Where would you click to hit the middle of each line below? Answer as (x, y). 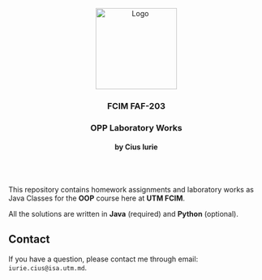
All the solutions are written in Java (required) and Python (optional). (124, 214)
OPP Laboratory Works (136, 127)
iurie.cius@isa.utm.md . (48, 267)
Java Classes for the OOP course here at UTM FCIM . (97, 198)
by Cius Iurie (136, 147)
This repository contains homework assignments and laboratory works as (131, 190)
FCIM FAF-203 (136, 106)
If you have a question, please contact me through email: (103, 259)
